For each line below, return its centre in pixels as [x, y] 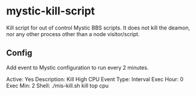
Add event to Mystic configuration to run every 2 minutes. [77, 67]
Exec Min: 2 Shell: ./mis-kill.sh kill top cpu [58, 85]
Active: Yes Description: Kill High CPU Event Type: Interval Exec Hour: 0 [95, 79]
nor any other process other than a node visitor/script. [73, 34]
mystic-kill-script [51, 11]
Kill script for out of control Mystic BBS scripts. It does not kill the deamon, [98, 28]
